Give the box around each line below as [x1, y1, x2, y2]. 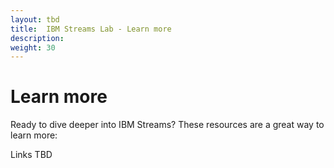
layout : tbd [10, 14, 60, 25]
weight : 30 [10, 42, 56, 53]
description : [10, 33, 65, 43]
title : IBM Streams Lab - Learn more [10, 24, 172, 34]
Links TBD [10, 149, 53, 161]
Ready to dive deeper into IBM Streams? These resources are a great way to [10, 119, 325, 131]
